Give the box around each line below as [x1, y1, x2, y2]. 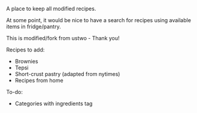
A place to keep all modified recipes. [6, 5, 96, 12]
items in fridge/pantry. [6, 23, 61, 30]
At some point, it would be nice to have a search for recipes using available [6, 17, 192, 23]
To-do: [6, 88, 23, 95]
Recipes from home [14, 77, 64, 84]
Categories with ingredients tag [14, 100, 93, 107]
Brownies [14, 58, 38, 65]
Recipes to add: [6, 46, 45, 53]
